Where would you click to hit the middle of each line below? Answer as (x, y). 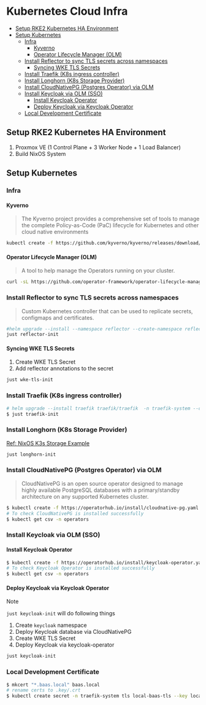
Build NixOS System (40, 154)
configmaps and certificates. (58, 317)
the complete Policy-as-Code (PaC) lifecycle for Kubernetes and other (110, 225)
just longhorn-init (31, 454)
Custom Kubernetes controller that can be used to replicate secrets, (107, 311)
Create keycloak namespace (51, 625)
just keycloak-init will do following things (61, 613)
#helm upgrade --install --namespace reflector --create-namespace (94, 329)
